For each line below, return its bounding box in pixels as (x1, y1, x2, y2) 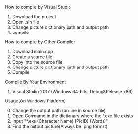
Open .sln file (12, 19, 39, 25)
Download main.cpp (12, 49, 53, 54)
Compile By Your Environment (5, 79, 66, 85)
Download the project (12, 14, 57, 19)
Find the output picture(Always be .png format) (12, 123, 108, 129)
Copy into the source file (12, 59, 63, 65)
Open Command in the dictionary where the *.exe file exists (12, 113, 133, 119)
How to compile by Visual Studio (5, 4, 71, 10)
